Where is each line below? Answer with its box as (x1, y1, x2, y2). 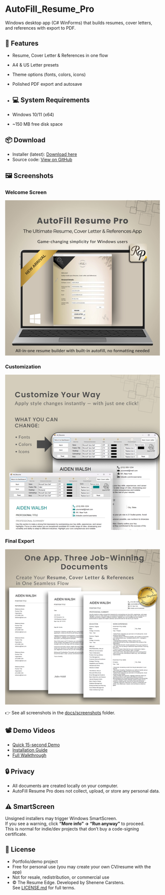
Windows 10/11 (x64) (12, 111, 55, 117)
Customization (5, 363, 41, 370)
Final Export (5, 538, 34, 545)
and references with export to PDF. (5, 25, 76, 31)
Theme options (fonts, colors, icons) (12, 71, 86, 77)
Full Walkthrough (12, 753, 47, 758)
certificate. (5, 831, 27, 837)
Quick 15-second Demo (12, 742, 60, 748)
